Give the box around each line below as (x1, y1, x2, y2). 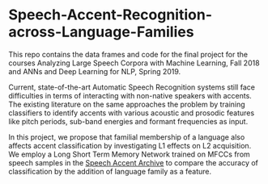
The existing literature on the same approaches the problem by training (8, 99, 245, 109)
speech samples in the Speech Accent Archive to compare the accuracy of (8, 157, 259, 167)
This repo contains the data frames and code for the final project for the (8, 49, 249, 59)
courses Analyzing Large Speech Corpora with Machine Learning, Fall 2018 (8, 58, 261, 68)
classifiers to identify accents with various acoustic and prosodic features (8, 107, 255, 118)
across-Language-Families (8, 23, 194, 41)
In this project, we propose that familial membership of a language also (8, 132, 245, 142)
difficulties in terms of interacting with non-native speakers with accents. (8, 90, 253, 100)
